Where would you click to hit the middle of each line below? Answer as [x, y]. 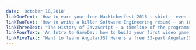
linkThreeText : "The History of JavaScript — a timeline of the [86, 27]
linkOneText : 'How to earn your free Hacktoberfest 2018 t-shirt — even [96, 17]
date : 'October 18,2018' [36, 11]
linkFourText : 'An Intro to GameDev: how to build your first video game [98, 33]
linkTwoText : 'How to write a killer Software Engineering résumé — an [95, 22]
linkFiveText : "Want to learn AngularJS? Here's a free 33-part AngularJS [99, 38]
